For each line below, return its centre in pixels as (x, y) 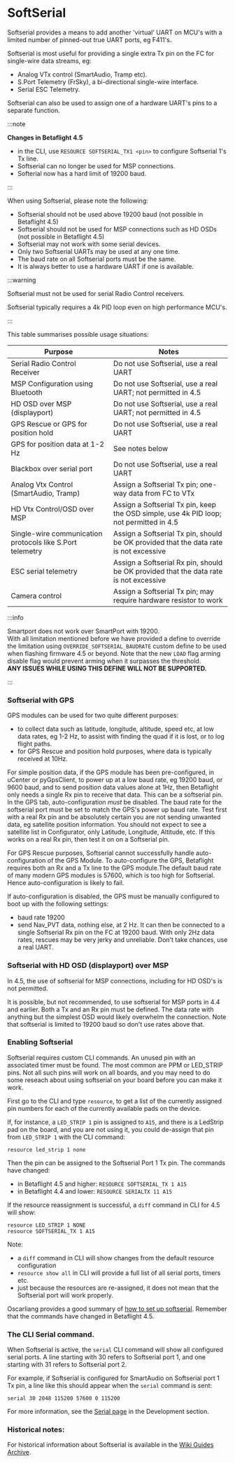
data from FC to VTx (162, 493)
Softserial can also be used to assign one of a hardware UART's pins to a (112, 102)
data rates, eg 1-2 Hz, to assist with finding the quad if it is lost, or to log (121, 736)
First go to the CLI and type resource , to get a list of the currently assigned (115, 1101)
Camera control (36, 595)
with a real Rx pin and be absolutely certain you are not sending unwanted (114, 817)
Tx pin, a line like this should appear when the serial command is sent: (110, 1386)
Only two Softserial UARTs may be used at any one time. (99, 251)
